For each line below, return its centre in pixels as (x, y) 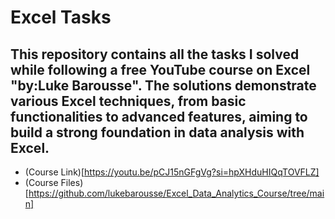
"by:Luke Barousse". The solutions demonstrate (163, 85)
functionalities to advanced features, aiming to (159, 116)
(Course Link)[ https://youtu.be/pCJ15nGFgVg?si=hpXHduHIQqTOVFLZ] (172, 172)
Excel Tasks (61, 17)
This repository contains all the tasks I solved (155, 54)
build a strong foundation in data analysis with (157, 132)
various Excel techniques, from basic (128, 101)
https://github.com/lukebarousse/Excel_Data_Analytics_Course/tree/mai (176, 193)
